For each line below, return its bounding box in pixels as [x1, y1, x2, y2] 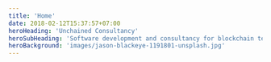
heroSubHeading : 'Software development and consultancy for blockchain [8, 34, 254, 43]
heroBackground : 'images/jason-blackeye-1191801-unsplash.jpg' [8, 42, 226, 50]
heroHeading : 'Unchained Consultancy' [8, 27, 139, 35]
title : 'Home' [8, 11, 56, 20]
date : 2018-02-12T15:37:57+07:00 [8, 19, 121, 27]
